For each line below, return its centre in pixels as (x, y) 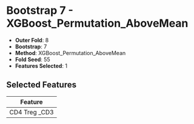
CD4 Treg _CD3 (32, 112)
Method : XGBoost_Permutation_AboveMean (70, 53)
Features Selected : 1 (41, 66)
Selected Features (42, 85)
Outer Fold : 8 (32, 40)
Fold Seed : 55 (32, 59)
